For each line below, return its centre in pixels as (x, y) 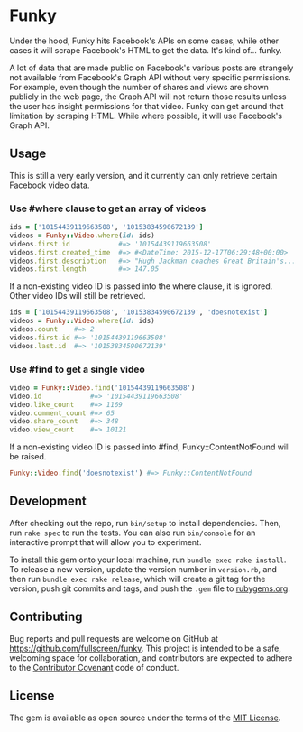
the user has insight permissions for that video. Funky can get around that (147, 106)
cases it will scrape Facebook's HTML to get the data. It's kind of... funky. (146, 50)
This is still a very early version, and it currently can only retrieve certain (143, 175)
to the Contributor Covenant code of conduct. (94, 667)
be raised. (28, 457)
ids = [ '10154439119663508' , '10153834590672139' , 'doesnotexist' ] (139, 312)
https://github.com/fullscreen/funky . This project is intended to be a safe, (145, 648)
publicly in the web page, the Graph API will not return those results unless (148, 97)
